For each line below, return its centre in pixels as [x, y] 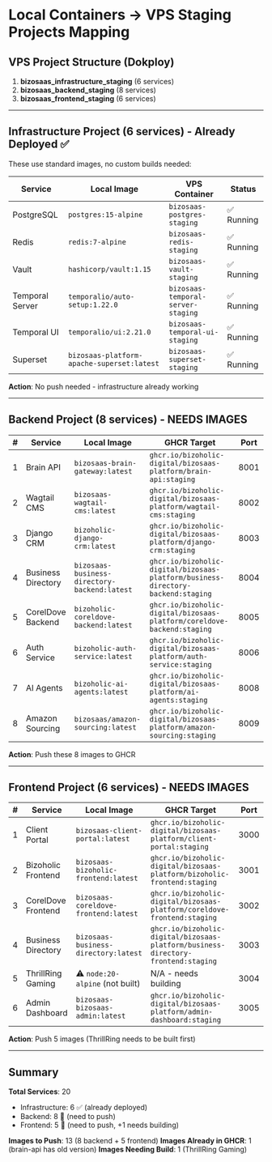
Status [243, 189]
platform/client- [183, 839]
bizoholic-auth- [105, 648]
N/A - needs [174, 973]
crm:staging [172, 550]
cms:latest [95, 511]
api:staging [172, 479]
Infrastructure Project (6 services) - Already [122, 132]
